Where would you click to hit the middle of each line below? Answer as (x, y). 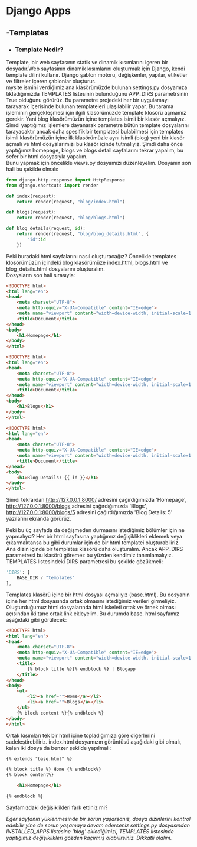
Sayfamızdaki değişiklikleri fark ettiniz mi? (57, 807)
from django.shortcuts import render (52, 185)
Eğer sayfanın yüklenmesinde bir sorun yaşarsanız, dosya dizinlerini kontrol (98, 819)
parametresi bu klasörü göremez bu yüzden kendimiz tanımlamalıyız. (89, 555)
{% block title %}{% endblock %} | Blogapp (81, 669)
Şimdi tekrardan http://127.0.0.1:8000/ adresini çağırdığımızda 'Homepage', (96, 500)
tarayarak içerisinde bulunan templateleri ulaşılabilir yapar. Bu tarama (90, 106)
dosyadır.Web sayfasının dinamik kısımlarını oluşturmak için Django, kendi (96, 69)
